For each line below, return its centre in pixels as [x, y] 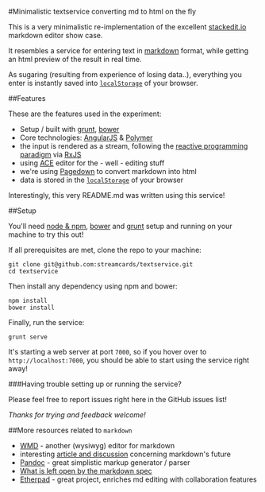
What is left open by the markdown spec [86, 471]
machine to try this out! [46, 234]
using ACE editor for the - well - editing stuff [92, 163]
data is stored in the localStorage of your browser [102, 180]
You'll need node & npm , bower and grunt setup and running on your [120, 226]
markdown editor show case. [56, 35]
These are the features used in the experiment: [85, 114]
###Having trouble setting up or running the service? [95, 384]
